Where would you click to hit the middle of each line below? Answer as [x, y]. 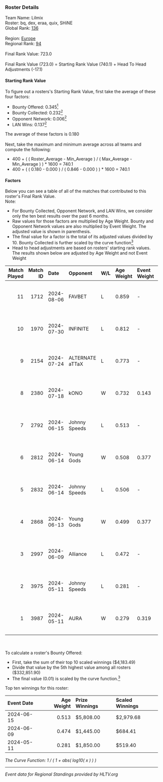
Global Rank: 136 [22, 28]
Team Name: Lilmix [24, 18]
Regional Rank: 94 [23, 44]
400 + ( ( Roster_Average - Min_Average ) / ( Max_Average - [72, 159]
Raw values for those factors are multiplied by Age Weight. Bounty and [83, 221]
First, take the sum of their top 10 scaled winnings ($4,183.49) [74, 662]
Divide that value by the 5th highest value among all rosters [71, 667]
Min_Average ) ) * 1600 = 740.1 [43, 164]
